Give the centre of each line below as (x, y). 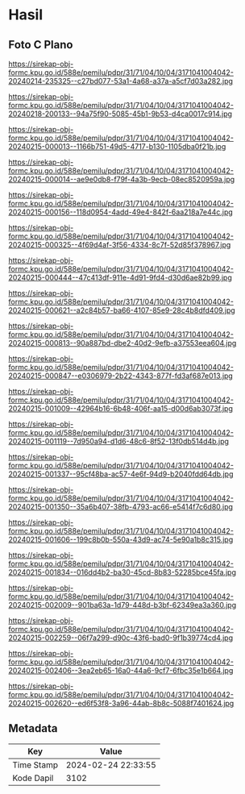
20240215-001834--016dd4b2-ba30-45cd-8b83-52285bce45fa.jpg (122, 572)
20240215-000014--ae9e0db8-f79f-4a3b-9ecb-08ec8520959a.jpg (122, 179)
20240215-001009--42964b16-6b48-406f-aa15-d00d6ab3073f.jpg (121, 408)
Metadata (33, 728)
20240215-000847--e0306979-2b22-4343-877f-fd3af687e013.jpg (121, 376)
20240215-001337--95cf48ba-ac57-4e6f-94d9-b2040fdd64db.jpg (121, 474)
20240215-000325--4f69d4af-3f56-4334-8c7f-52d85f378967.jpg (120, 245)
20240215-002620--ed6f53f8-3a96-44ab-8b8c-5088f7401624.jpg (121, 703)
